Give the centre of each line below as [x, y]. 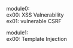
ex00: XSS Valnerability [35, 15]
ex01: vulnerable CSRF [34, 21]
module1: [17, 33]
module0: [18, 9]
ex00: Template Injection [37, 39]
